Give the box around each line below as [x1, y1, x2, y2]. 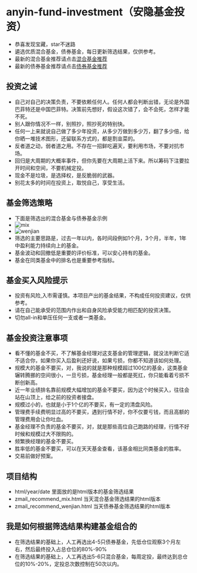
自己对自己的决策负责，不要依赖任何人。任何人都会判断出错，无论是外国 [14, 98, 189, 105]
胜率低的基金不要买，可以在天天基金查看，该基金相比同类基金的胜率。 [14, 445, 185, 453]
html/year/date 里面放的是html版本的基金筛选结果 [14, 488, 134, 495]
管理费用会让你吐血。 [14, 415, 66, 423]
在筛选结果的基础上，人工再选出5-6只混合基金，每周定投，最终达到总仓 [14, 553, 188, 560]
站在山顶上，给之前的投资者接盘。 [14, 394, 97, 401]
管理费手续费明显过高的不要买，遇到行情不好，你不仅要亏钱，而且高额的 [14, 408, 189, 415]
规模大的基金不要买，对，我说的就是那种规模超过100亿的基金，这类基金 [14, 364, 188, 371]
